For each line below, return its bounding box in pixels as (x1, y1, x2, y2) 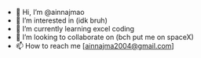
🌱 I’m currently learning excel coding (15, 24, 135, 33)
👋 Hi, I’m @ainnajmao (15, 8, 85, 16)
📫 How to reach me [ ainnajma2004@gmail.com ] (15, 42, 174, 50)
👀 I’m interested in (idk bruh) (15, 16, 108, 25)
